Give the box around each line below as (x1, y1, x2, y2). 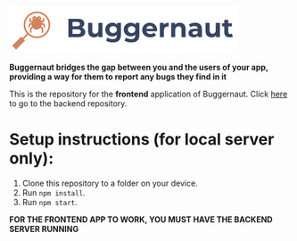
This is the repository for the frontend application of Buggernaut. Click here (9, 88, 288, 99)
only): (9, 148, 54, 169)
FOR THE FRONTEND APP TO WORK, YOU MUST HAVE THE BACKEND (9, 213, 274, 225)
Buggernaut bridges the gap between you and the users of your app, (9, 62, 269, 72)
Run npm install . (21, 187, 87, 198)
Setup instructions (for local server (9, 129, 275, 150)
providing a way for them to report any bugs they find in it (9, 71, 227, 82)
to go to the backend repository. (9, 98, 128, 109)
